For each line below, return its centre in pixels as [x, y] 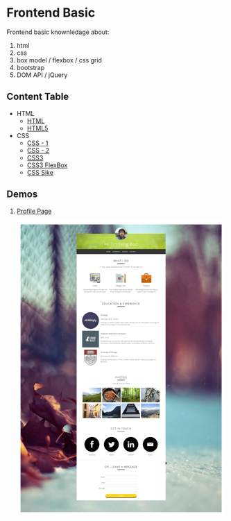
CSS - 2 [38, 150]
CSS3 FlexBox [47, 165]
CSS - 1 [37, 143]
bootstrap [31, 67]
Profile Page [34, 211]
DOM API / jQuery [42, 75]
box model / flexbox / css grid [59, 60]
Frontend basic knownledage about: [58, 32]
